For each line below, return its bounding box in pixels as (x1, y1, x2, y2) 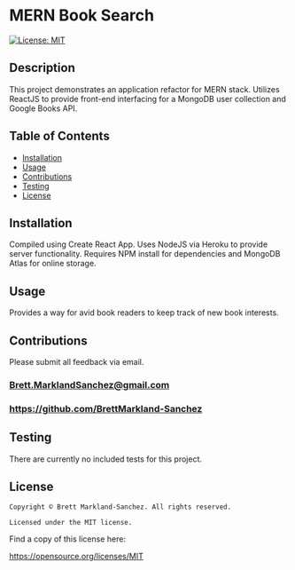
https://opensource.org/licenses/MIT (9, 551, 144, 562)
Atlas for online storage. (9, 258, 97, 269)
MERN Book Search (9, 5, 155, 26)
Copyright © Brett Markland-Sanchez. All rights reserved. (9, 503, 232, 511)
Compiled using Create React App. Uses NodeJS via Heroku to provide (9, 239, 268, 249)
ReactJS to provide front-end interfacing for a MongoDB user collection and (9, 93, 286, 104)
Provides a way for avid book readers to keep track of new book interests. (9, 307, 279, 318)
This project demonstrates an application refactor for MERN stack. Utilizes (9, 83, 281, 94)
